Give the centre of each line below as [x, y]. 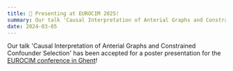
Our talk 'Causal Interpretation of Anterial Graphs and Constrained [102, 46]
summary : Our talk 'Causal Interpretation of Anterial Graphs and [105, 20]
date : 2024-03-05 [32, 26]
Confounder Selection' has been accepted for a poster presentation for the [114, 53]
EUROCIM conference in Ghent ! [52, 61]
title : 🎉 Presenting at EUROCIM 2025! [63, 13]
